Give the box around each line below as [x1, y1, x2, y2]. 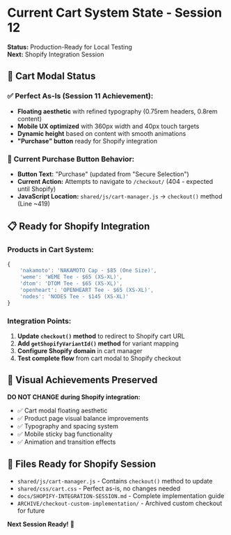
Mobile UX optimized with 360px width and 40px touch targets [17, 122, 200, 130]
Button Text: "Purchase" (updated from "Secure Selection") [17, 169, 189, 178]
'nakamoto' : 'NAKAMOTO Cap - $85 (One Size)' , [19, 267, 157, 274]
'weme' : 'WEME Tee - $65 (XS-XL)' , [19, 274, 123, 281]
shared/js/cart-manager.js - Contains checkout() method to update [17, 476, 213, 485]
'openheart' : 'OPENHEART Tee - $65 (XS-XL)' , [19, 287, 154, 294]
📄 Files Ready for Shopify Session [7, 458, 157, 470]
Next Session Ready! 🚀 [7, 520, 74, 528]
